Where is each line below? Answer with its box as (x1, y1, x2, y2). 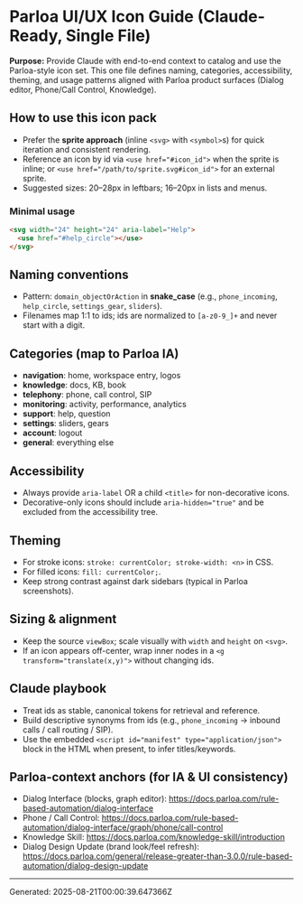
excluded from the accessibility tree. (22, 507, 159, 517)
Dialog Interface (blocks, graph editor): (22, 793, 167, 805)
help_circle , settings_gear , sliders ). (22, 301, 162, 312)
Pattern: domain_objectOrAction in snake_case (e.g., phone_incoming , (22, 291, 278, 302)
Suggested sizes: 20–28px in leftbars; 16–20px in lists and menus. (22, 182, 268, 193)
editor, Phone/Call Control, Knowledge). (9, 84, 157, 95)
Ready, (9, 25, 63, 46)
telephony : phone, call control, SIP (22, 389, 152, 400)
